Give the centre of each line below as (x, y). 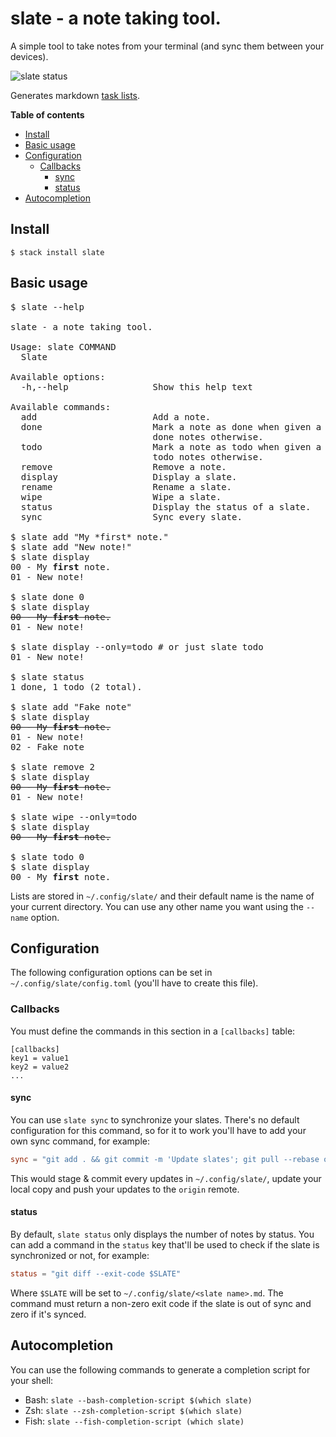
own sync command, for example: (80, 1141)
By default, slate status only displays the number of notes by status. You (162, 1234)
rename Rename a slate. (126, 486)
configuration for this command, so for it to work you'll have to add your (158, 1130)
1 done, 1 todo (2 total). (76, 686)
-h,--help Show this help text (136, 386)
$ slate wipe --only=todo (74, 816)
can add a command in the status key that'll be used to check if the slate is (165, 1244)
